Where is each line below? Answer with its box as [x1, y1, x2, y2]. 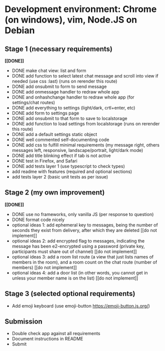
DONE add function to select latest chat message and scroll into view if [11, 73, 158, 78]
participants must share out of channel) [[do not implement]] [11, 248, 137, 254]
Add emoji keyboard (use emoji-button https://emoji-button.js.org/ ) [11, 302, 150, 308]
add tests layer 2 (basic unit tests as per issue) [11, 174, 108, 179]
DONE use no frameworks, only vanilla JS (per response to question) [11, 211, 154, 217]
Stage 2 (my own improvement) [4, 188, 105, 197]
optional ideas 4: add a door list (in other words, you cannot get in [11, 269, 148, 275]
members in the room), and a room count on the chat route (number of [11, 259, 157, 265]
